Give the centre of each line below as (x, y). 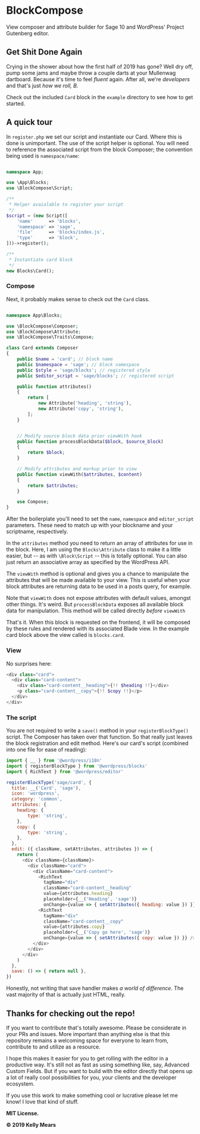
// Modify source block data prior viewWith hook (80, 436)
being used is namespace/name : (43, 155)
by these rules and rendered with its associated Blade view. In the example (98, 629)
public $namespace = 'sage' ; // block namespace (78, 364)
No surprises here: (29, 663)
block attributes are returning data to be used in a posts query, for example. (99, 587)
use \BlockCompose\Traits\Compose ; (50, 337)
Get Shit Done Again (44, 52)
